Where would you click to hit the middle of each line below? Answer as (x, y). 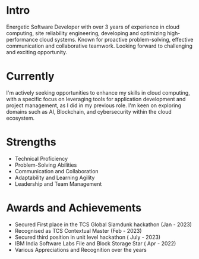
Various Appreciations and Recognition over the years (80, 249)
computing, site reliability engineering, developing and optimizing (86, 33)
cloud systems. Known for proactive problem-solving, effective (116, 39)
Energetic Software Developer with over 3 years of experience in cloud (93, 27)
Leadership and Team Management (58, 184)
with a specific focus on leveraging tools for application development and (96, 99)
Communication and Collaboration (57, 171)
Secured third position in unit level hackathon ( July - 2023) (88, 237)
